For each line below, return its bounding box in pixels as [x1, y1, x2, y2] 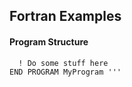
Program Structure [9, 35, 89, 48]
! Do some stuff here [18, 58, 109, 68]
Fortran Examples [9, 8, 122, 25]
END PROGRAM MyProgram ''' [9, 67, 122, 77]
